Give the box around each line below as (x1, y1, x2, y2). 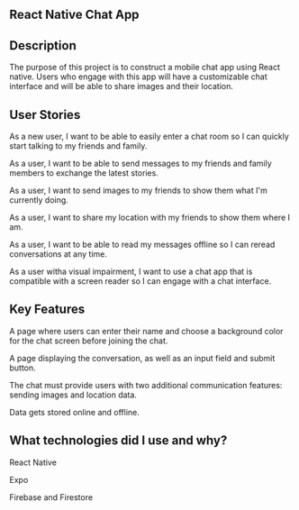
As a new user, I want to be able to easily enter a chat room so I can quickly (9, 131, 290, 142)
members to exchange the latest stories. (9, 168, 159, 178)
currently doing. (9, 195, 69, 205)
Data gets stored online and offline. (9, 406, 140, 417)
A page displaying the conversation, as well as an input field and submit (9, 352, 276, 363)
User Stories (9, 107, 81, 123)
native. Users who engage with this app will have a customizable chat (9, 71, 267, 82)
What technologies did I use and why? (9, 433, 228, 449)
